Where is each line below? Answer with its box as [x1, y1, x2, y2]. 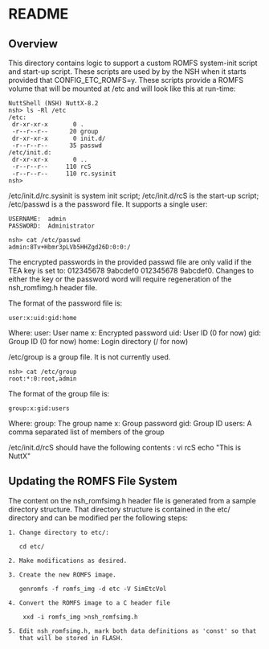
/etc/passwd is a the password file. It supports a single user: [8, 199, 208, 209]
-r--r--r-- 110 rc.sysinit [11, 170, 116, 178]
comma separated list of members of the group [8, 427, 165, 437]
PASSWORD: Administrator [8, 222, 95, 230]
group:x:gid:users [8, 405, 70, 413]
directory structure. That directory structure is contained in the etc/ [8, 504, 230, 514]
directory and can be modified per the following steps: [8, 512, 189, 523]
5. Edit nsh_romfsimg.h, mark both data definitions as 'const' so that [8, 626, 257, 635]
